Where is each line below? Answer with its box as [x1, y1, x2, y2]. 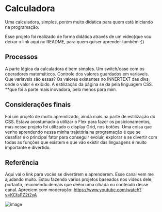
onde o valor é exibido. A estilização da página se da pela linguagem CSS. [5, 81, 153, 87]
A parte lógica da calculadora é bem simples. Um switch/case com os [5, 66, 145, 71]
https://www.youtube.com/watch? [73, 187, 142, 193]
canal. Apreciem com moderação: [5, 187, 73, 193]
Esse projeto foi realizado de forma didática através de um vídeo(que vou [5, 34, 152, 39]
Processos [5, 53, 38, 61]
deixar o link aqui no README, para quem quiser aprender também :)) [5, 38, 145, 44]
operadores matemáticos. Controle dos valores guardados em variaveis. [5, 71, 149, 77]
